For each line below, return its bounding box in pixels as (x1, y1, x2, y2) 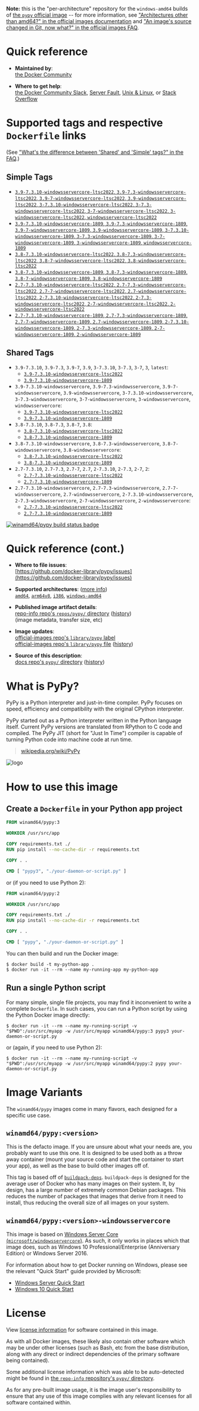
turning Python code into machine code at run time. (6, 736, 133, 743)
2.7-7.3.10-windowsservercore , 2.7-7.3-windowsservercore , (14, 484, 161, 491)
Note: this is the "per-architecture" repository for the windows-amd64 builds (6, 5, 188, 12)
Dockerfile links (6, 129, 86, 143)
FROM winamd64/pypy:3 (6, 820, 60, 826)
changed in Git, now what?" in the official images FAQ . (6, 24, 139, 31)
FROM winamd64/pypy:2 (6, 890, 60, 897)
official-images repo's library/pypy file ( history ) (14, 641, 133, 648)
